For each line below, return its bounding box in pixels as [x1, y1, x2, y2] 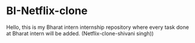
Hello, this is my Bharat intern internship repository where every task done [6, 24, 190, 31]
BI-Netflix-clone [6, 4, 88, 18]
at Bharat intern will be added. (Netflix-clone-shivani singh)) [6, 29, 154, 37]
